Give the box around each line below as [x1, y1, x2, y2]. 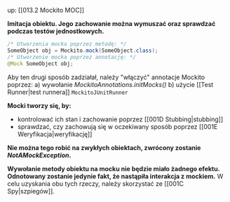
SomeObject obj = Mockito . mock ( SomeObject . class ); [7, 47, 158, 54]
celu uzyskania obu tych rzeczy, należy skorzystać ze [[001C [7, 179, 184, 188]
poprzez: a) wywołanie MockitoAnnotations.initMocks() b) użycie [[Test [7, 80, 214, 88]
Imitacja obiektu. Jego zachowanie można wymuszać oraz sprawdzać [7, 20, 216, 27]
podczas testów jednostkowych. [7, 27, 104, 35]
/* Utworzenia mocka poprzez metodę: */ [7, 41, 128, 48]
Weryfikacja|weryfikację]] [17, 130, 93, 138]
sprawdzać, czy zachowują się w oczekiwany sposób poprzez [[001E [17, 122, 218, 130]
